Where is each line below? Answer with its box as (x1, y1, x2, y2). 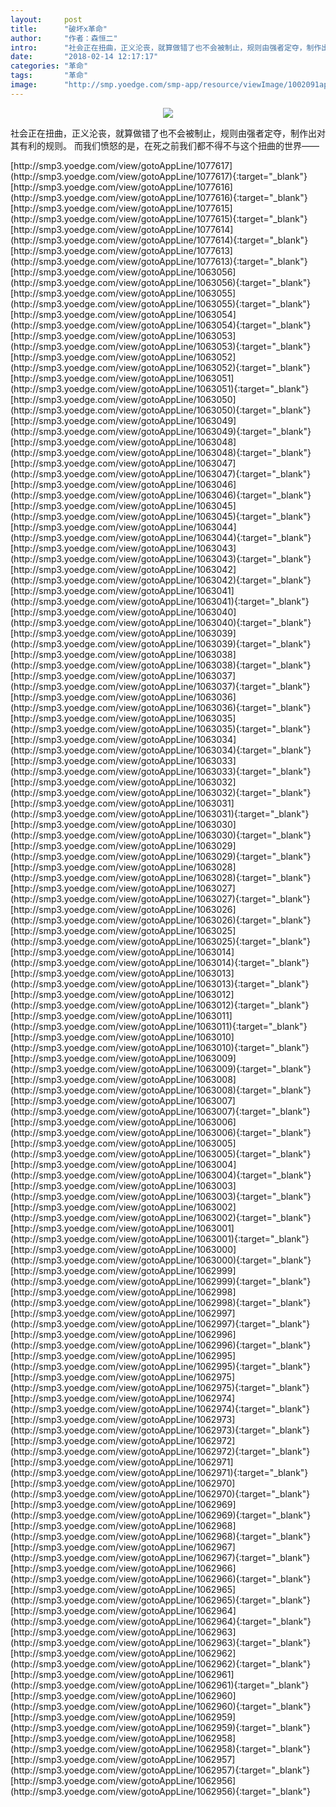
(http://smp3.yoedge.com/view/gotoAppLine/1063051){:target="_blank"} (10, 382, 310, 395)
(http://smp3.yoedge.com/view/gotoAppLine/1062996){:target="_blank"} (10, 1339, 312, 1351)
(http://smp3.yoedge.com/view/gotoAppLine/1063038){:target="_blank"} (10, 659, 312, 671)
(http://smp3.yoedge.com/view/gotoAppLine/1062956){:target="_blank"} (10, 1785, 311, 1797)
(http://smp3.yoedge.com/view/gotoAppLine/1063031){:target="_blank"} (10, 807, 310, 820)
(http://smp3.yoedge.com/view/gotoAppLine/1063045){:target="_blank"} (10, 510, 312, 522)
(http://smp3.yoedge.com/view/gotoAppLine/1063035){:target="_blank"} (10, 722, 312, 735)
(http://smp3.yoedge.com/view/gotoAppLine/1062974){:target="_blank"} (10, 1402, 310, 1415)
